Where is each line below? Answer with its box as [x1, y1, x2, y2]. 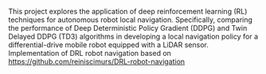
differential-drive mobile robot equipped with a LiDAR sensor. [8, 40, 209, 50]
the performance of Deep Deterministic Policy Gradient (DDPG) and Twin [8, 24, 248, 32]
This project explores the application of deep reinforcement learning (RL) [8, 7, 248, 16]
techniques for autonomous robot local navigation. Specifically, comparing [8, 15, 253, 24]
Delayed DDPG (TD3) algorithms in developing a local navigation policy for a [8, 31, 259, 41]
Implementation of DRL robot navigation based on [8, 49, 171, 57]
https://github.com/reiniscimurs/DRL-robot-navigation [8, 57, 186, 66]
